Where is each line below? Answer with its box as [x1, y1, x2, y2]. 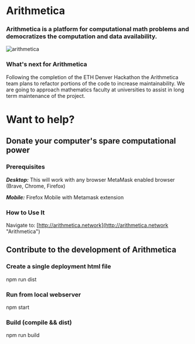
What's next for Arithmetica [6, 60, 87, 69]
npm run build [6, 332, 40, 339]
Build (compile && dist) [6, 318, 72, 326]
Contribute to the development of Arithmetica [6, 245, 177, 255]
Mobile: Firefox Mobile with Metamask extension [6, 193, 124, 200]
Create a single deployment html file [6, 263, 111, 271]
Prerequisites [6, 163, 45, 171]
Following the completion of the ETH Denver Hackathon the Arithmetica [6, 73, 179, 80]
